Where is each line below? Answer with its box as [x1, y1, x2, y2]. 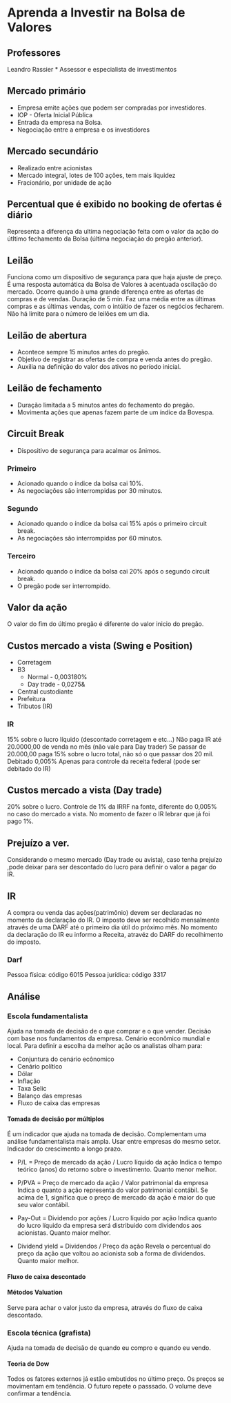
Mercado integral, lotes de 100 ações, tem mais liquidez [17, 171, 176, 179]
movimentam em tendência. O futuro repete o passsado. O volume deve [7, 1382, 212, 1391]
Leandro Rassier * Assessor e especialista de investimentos [7, 65, 177, 73]
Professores [7, 47, 61, 59]
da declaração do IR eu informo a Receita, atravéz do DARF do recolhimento [7, 930, 223, 938]
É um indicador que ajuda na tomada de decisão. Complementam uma [7, 1130, 207, 1138]
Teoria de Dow [7, 1360, 50, 1368]
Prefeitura [17, 695, 46, 703]
